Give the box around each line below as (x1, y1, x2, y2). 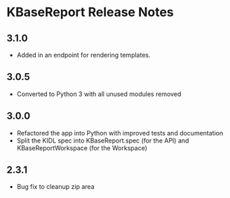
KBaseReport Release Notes (6, 4, 175, 20)
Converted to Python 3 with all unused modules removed (16, 89, 182, 98)
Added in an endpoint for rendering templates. (16, 51, 151, 59)
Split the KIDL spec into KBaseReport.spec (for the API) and (16, 136, 189, 145)
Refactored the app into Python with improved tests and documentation (16, 128, 224, 137)
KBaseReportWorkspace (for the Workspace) (16, 143, 148, 152)
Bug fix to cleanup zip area (16, 183, 95, 191)
